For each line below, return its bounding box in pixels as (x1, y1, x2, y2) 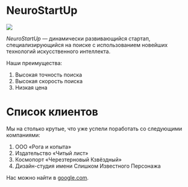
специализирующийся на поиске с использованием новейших (6, 41, 168, 48)
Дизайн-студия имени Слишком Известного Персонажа (14, 162, 161, 170)
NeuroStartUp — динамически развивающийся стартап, (6, 34, 151, 42)
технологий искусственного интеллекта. (6, 48, 111, 55)
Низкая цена (14, 84, 48, 91)
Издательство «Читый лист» (14, 149, 89, 157)
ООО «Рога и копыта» (14, 143, 72, 150)
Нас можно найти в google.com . (6, 174, 89, 181)
